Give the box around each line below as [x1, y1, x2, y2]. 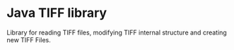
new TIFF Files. [6, 35, 51, 44]
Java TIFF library [6, 5, 107, 21]
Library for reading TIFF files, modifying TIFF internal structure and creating [6, 28, 227, 37]
